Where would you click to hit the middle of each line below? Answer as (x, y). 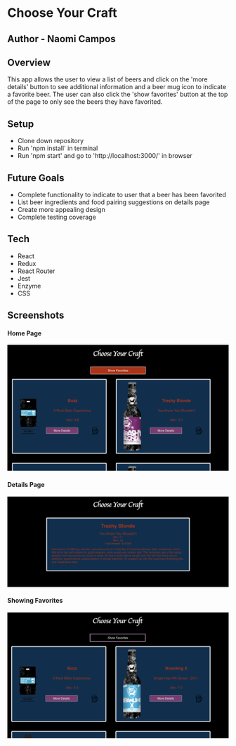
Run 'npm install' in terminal (58, 148)
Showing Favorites (35, 601)
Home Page (25, 333)
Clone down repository (51, 141)
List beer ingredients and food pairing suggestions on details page (113, 202)
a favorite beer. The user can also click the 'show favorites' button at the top (118, 94)
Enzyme (29, 286)
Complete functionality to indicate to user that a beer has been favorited (122, 195)
